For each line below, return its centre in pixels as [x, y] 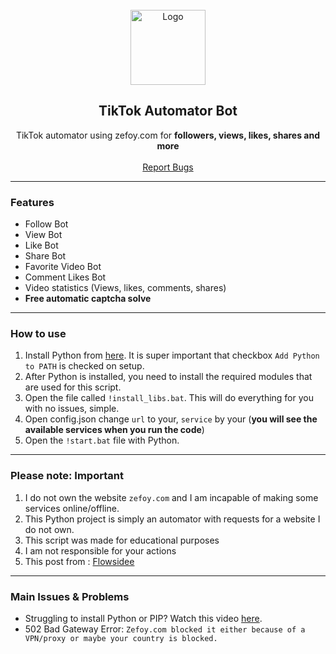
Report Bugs [168, 167]
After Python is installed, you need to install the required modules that [168, 377]
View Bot [43, 235]
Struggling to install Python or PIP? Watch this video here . [143, 618]
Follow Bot [46, 224]
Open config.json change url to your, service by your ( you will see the [171, 419]
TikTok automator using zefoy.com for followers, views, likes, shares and [168, 135]
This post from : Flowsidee [79, 561]
